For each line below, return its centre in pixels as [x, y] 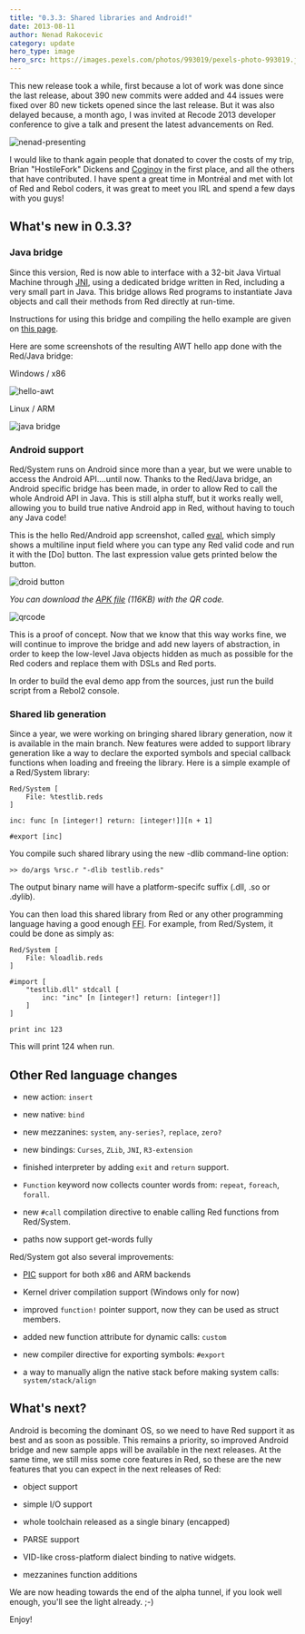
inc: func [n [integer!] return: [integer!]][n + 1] [111, 821]
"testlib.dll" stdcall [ [73, 990]
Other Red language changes [93, 1075]
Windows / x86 [38, 373]
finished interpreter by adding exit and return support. [126, 1167]
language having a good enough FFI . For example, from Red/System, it [142, 924]
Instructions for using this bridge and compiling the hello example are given [150, 319]
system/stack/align [59, 1381]
